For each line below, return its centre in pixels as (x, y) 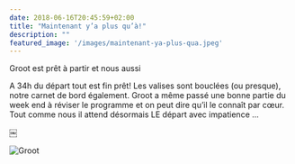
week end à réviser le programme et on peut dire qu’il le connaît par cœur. (147, 105)
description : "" (40, 34)
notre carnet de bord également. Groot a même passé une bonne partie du (147, 96)
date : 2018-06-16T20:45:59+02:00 (72, 18)
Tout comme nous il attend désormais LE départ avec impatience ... (134, 114)
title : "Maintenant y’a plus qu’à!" (78, 26)
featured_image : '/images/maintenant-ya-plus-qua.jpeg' (116, 43)
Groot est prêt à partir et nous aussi (75, 68)
